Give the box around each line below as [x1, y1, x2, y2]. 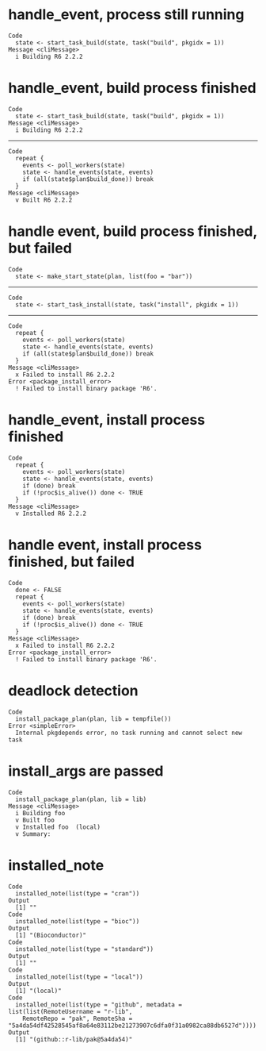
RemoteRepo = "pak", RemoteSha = [22, 1014, 133, 1022]
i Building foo [15, 809, 66, 817]
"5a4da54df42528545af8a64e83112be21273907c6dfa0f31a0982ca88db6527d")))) [8, 1022, 257, 1030]
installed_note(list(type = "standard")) [15, 945, 154, 953]
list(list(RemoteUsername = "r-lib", [8, 1007, 133, 1015]
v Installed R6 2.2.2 [15, 510, 87, 518]
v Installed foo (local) [15, 823, 101, 831]
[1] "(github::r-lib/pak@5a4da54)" [15, 1035, 133, 1043]
